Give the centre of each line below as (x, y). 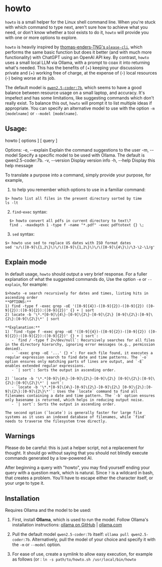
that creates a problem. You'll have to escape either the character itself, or (79, 478)
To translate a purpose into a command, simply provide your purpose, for (78, 175)
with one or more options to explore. (41, 38)
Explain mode (26, 262)
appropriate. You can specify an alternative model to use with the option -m (80, 108)
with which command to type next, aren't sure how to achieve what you (76, 27)
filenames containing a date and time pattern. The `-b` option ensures (80, 395)
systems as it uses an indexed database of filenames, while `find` (76, 417)
